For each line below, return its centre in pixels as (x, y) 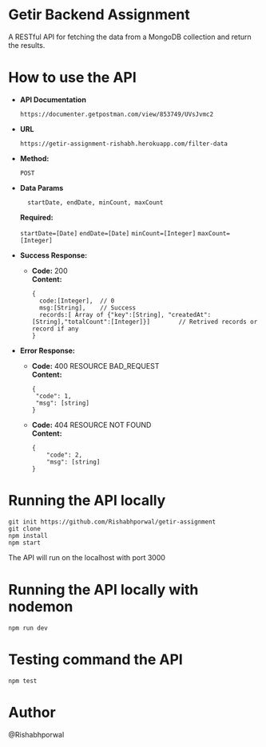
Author (32, 712)
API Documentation (53, 99)
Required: (36, 217)
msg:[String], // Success (87, 308)
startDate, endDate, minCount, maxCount (95, 202)
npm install (28, 536)
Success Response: (54, 255)
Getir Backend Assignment (99, 15)
